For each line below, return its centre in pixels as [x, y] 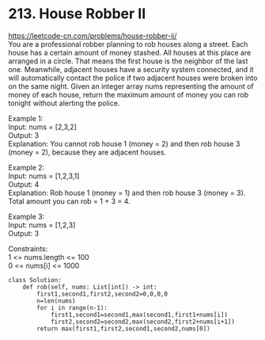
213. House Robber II [77, 14]
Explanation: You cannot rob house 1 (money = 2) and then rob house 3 [124, 143]
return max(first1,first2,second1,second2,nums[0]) [124, 329]
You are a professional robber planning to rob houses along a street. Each [128, 44]
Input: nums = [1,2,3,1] [44, 176]
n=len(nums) [57, 301]
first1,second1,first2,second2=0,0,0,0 [102, 294]
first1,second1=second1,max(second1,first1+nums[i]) [139, 315]
